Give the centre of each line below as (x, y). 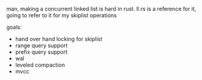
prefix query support (41, 52)
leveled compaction (40, 65)
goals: (14, 27)
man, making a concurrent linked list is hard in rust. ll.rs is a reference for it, (101, 9)
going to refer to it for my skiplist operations (62, 15)
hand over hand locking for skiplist (59, 39)
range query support (41, 45)
